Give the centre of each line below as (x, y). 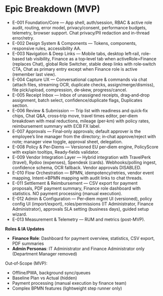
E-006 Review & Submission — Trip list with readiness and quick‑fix (80, 110)
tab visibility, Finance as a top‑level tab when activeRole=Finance (91, 59)
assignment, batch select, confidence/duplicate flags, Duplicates (77, 100)
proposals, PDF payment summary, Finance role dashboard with (76, 188)
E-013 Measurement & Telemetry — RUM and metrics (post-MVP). (78, 219)
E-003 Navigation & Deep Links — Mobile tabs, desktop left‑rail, (76, 53)
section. (20, 105)
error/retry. (23, 38)
